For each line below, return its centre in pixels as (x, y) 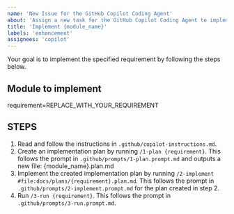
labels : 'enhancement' (40, 33)
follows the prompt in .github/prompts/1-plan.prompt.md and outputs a (119, 158)
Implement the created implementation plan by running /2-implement (116, 173)
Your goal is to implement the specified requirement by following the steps (114, 59)
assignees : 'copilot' (39, 40)
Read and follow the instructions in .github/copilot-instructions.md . (117, 144)
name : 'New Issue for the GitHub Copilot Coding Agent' (90, 14)
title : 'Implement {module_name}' (57, 26)
